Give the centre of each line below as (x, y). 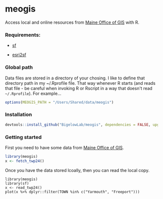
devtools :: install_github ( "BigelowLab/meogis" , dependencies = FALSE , (78, 124)
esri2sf (19, 55)
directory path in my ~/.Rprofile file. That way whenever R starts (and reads (80, 83)
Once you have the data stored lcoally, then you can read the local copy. (77, 170)
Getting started (24, 137)
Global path (19, 67)
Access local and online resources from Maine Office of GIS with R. (72, 22)
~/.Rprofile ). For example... (33, 93)
